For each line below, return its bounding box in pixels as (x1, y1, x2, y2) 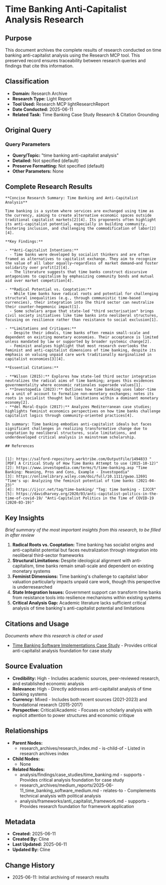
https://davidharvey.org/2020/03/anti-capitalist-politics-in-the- (16, 491, 159, 497)
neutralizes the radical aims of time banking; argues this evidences (5, 378, 154, 383)
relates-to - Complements (103, 787, 156, 794)
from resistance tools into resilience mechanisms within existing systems (12, 595, 161, 601)
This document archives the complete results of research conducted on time (5, 47, 162, 53)
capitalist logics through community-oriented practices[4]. (5, 413, 134, 418)
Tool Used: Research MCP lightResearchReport (12, 101, 110, 107)
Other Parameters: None (12, 168, 64, 174)
